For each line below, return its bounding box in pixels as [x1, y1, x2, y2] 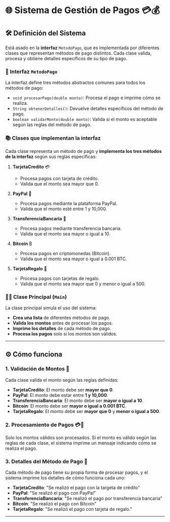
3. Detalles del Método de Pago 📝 [5, 458, 88, 465]
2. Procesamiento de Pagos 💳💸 [5, 421, 84, 428]
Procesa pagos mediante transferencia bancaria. [20, 225, 122, 231]
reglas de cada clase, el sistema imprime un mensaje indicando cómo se [5, 439, 157, 446]
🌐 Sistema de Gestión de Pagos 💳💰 [5, 5, 160, 16]
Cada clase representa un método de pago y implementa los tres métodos [5, 148, 162, 154]
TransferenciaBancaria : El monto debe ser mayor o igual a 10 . [12, 397, 144, 404]
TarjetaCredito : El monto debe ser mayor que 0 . [12, 386, 114, 393]
